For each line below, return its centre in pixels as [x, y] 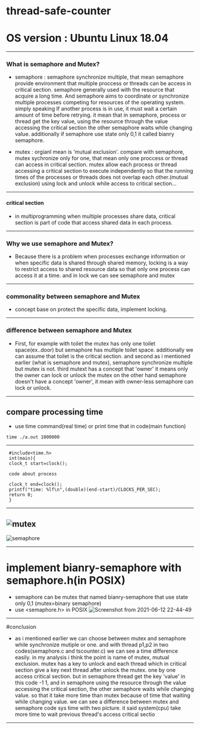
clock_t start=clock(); [38, 464]
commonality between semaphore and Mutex [73, 296]
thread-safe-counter [59, 11]
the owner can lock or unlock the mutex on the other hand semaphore [100, 375]
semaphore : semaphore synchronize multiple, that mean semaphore [99, 77]
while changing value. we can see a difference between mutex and [97, 702]
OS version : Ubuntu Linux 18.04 [87, 38]
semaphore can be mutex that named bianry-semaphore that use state [101, 597]
